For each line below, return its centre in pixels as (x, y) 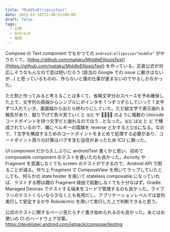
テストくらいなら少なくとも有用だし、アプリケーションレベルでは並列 (92, 195)
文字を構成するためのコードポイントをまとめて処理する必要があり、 (88, 133)
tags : (11, 24)
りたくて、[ (17, 59)
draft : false (19, 19)
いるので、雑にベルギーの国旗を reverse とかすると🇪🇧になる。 (89, 127)
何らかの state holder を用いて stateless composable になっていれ (91, 176)
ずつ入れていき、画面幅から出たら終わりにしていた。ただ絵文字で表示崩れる (85, 108)
